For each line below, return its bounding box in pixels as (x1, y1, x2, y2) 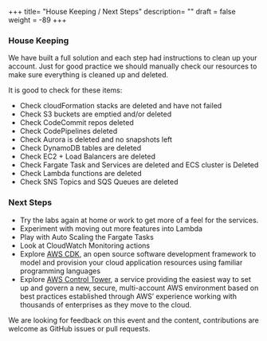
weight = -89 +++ (8, 15, 67, 25)
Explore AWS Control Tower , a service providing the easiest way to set (19, 274, 251, 284)
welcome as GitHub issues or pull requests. (8, 323, 151, 333)
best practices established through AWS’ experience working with (19, 291, 238, 301)
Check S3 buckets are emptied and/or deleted (19, 109, 172, 119)
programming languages (19, 266, 101, 276)
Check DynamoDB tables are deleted (19, 143, 142, 153)
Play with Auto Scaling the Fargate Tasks (19, 232, 154, 241)
